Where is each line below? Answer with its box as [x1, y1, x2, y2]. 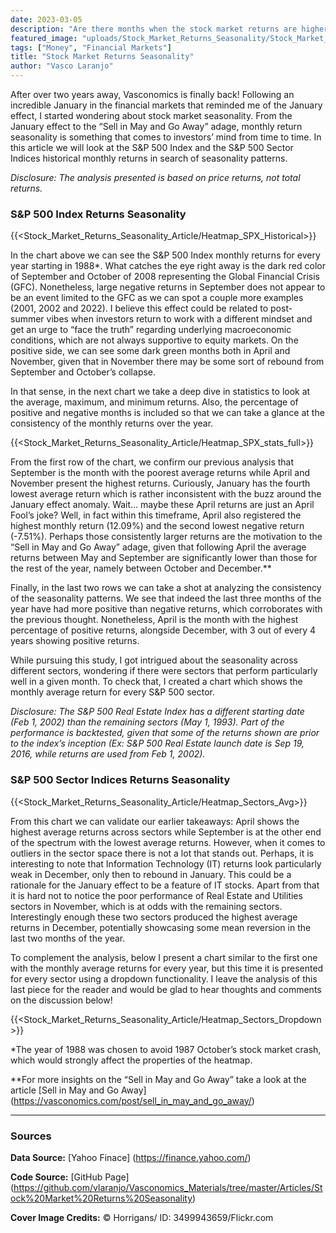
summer [10, 313, 45, 325]
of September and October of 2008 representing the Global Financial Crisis [10, 271, 320, 283]
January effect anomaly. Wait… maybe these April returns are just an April [10, 499, 315, 511]
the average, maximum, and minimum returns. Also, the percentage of [10, 396, 299, 408]
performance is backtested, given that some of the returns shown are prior [10, 727, 320, 739]
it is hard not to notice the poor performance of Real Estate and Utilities [10, 889, 303, 901]
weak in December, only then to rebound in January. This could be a [10, 868, 292, 880]
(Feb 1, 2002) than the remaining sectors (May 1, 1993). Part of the [10, 716, 285, 728]
